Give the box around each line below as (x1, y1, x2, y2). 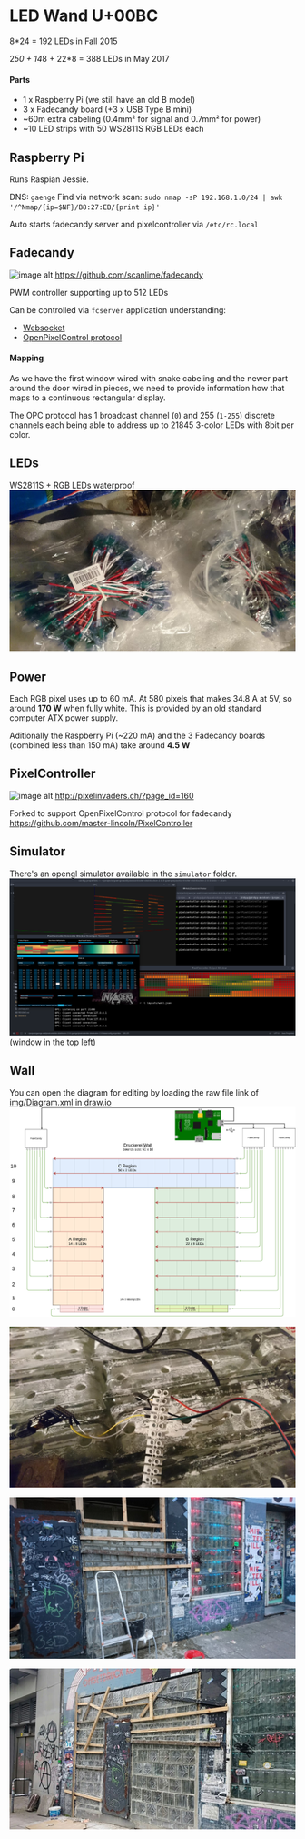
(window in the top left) (9, 1036, 97, 1047)
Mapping (9, 352, 44, 364)
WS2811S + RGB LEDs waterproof (9, 480, 135, 490)
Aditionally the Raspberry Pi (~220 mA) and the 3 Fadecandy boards (9, 730, 266, 742)
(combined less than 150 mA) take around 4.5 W (9, 740, 191, 751)
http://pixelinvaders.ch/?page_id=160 (54, 790, 194, 801)
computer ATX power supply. (9, 712, 119, 723)
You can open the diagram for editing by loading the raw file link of (9, 1086, 259, 1097)
